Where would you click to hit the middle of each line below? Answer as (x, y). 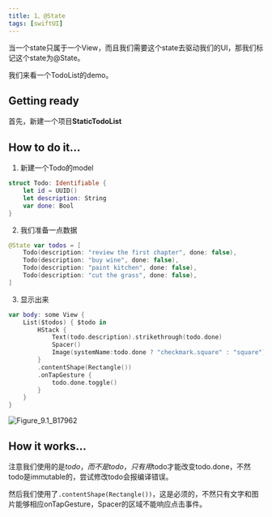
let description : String (65, 198)
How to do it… (45, 147)
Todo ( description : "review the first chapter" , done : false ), (130, 253)
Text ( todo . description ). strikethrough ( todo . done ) (137, 337)
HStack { (52, 330)
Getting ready (44, 101)
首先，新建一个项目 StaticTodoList (65, 122)
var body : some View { (47, 314)
